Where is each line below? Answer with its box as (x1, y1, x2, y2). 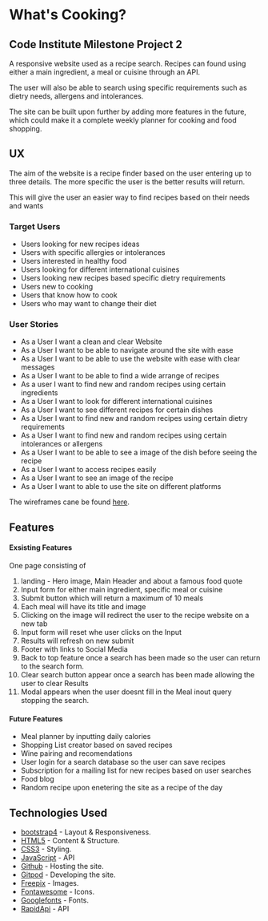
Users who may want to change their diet (20, 299, 157, 309)
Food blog (20, 774, 54, 784)
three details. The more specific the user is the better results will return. (9, 176, 246, 186)
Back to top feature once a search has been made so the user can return (20, 653, 261, 662)
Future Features (9, 713, 63, 723)
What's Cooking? (9, 6, 127, 24)
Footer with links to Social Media (20, 644, 129, 654)
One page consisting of (9, 561, 86, 570)
